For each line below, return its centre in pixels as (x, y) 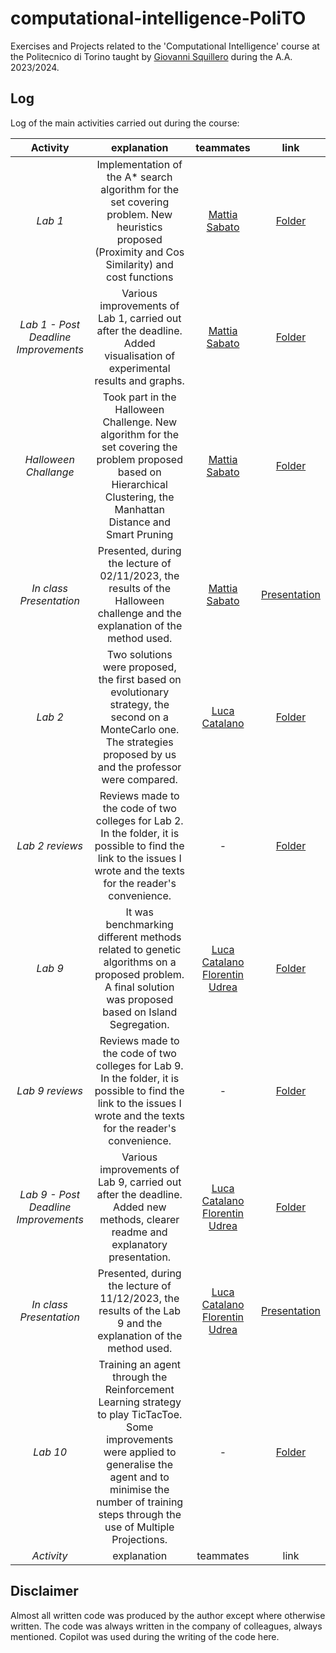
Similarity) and (139, 264)
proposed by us (140, 754)
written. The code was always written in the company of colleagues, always (166, 1626)
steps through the (140, 1514)
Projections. (139, 1539)
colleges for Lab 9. (139, 1065)
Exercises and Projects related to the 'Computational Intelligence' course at (165, 46)
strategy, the (139, 704)
